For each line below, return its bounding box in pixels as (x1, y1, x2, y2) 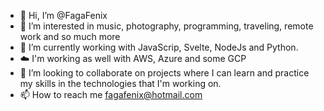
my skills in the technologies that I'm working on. (19, 78, 222, 89)
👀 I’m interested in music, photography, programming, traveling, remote (19, 20, 314, 32)
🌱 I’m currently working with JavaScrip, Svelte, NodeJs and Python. (19, 41, 299, 53)
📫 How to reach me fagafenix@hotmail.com (19, 89, 203, 100)
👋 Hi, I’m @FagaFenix (19, 10, 108, 21)
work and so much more (19, 31, 121, 42)
